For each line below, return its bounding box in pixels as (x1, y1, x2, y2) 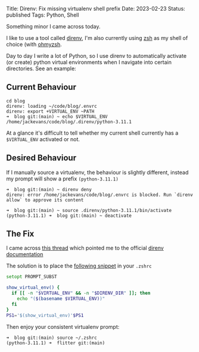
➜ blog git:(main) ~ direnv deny (6, 186, 92, 192)
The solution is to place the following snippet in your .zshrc (6, 262, 152, 270)
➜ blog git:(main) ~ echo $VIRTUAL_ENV (6, 113, 108, 120)
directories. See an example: (6, 65, 76, 72)
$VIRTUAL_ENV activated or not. (6, 135, 80, 142)
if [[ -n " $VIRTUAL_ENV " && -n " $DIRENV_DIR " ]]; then (11, 290, 151, 297)
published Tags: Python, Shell (6, 11, 79, 18)
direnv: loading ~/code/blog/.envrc (6, 103, 97, 109)
